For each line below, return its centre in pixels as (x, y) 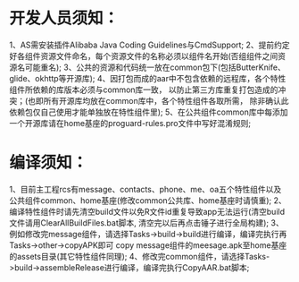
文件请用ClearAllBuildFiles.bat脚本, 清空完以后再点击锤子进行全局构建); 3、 (146, 222)
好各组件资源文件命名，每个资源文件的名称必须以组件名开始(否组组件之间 (144, 56)
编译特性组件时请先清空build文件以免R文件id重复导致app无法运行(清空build (147, 211)
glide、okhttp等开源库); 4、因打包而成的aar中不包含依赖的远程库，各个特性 (148, 78)
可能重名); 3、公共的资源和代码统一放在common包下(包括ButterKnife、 (155, 67)
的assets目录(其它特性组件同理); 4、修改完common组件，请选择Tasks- (140, 256)
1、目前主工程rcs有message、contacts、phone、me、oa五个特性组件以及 (145, 189)
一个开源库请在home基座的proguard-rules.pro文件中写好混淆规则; (130, 123)
